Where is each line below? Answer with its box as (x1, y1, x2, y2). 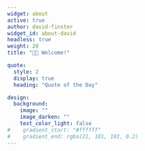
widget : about (7, 10, 49, 17)
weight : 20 (7, 43, 39, 50)
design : (7, 94, 30, 101)
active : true (7, 17, 45, 24)
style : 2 (13, 68, 39, 75)
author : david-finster (7, 23, 73, 30)
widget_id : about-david (7, 29, 77, 37)
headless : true (7, 36, 52, 43)
